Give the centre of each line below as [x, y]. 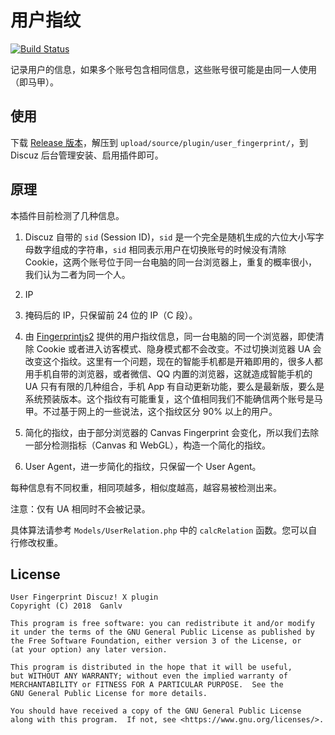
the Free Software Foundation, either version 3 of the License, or [156, 641]
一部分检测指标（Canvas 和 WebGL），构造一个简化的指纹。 [148, 445]
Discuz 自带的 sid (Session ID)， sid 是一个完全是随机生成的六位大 [161, 237]
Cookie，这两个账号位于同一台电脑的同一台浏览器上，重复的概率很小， [171, 262]
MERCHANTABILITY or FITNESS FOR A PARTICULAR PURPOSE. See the [147, 685]
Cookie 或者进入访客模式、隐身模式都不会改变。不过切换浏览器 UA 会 [179, 348]
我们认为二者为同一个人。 [77, 274]
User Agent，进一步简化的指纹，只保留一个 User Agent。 [143, 466]
